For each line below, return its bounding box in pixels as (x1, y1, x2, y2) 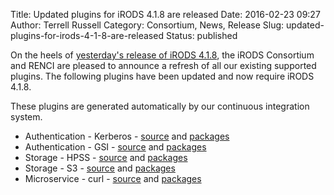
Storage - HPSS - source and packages (24, 152, 188, 163)
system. (10, 111, 43, 123)
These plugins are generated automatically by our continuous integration (10, 100, 310, 112)
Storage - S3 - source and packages (24, 162, 176, 174)
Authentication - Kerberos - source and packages (24, 130, 230, 142)
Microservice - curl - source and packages (24, 173, 202, 184)
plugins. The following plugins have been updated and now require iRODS (10, 70, 315, 82)
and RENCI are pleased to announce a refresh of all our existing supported (10, 60, 317, 71)
